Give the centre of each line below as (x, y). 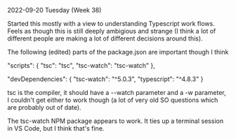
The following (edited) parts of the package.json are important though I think (118, 52)
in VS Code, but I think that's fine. (56, 128)
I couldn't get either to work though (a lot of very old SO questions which (113, 100)
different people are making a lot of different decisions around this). (105, 38)
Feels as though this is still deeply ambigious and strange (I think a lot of (112, 31)
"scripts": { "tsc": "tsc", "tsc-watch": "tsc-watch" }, (81, 65)
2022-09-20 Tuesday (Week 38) (54, 10)
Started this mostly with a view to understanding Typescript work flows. (111, 23)
